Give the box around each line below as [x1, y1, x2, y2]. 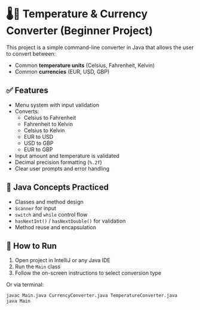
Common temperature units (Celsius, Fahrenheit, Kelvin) [14, 62, 155, 69]
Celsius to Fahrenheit [23, 114, 76, 121]
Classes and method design [14, 198, 84, 205]
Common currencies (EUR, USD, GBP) [14, 68, 110, 75]
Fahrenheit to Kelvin [23, 120, 73, 127]
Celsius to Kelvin [23, 126, 65, 134]
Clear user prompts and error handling [14, 165, 109, 172]
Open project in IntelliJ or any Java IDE [14, 257, 110, 264]
